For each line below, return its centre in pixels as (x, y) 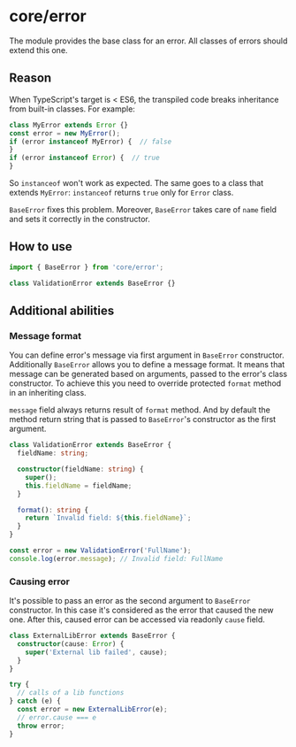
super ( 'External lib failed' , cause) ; (96, 652)
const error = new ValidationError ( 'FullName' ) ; (100, 551)
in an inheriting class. (48, 393)
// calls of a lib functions (71, 693)
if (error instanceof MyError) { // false (91, 142)
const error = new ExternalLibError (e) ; (92, 710)
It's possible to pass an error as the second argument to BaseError (130, 601)
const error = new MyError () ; (65, 133)
